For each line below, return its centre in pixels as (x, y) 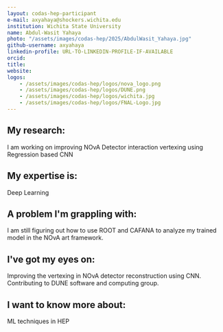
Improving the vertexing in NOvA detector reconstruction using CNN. (104, 276)
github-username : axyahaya (46, 45)
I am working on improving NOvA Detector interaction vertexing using (105, 147)
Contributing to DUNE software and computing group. (83, 283)
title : (16, 64)
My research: (36, 131)
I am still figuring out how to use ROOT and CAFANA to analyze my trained (112, 230)
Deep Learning (28, 192)
